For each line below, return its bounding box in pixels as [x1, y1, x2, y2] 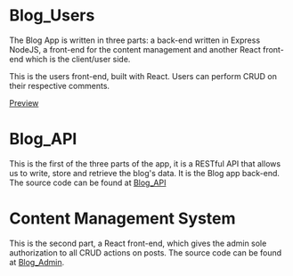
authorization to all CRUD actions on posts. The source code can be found [9, 247, 282, 258]
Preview [9, 97, 39, 108]
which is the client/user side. [25, 53, 131, 64]
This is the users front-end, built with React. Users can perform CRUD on [9, 70, 278, 81]
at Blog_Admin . [9, 256, 65, 267]
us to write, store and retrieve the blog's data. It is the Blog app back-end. [9, 167, 281, 178]
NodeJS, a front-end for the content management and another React [9, 44, 261, 54]
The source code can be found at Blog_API [9, 177, 167, 188]
